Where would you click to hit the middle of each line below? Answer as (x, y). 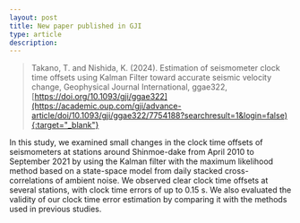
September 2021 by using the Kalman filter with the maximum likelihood (141, 161)
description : (34, 43)
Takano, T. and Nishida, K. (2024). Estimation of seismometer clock (155, 68)
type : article (36, 34)
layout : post (34, 17)
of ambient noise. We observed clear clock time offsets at (162, 181)
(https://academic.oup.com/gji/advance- (106, 106)
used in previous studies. (56, 209)
